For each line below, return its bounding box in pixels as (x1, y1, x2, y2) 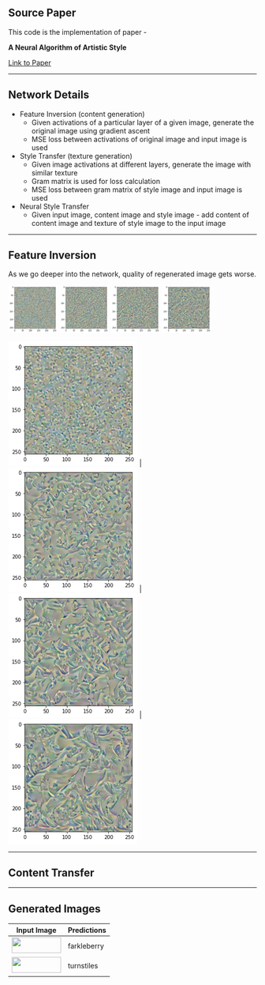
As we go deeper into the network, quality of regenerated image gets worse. (8, 269, 256, 279)
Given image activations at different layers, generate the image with (31, 160, 252, 169)
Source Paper (8, 6, 77, 20)
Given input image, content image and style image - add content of (31, 209, 250, 220)
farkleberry (68, 941, 105, 950)
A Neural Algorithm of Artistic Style (8, 43, 127, 52)
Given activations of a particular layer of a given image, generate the (31, 118, 255, 127)
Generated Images (8, 902, 101, 915)
